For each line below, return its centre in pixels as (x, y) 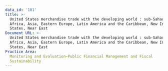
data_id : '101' (21, 10)
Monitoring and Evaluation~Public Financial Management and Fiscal (81, 56)
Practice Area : (21, 51)
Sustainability (25, 61)
